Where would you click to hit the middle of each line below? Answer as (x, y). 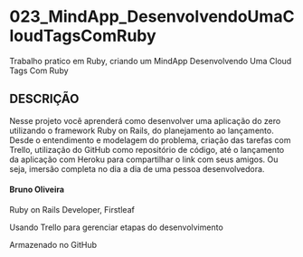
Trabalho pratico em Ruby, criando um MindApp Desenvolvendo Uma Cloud (151, 61)
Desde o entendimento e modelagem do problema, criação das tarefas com (150, 140)
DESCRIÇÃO (44, 99)
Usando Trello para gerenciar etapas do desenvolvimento (116, 227)
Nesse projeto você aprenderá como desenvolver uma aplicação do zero (145, 120)
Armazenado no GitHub (53, 244)
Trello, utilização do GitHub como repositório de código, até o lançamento (147, 149)
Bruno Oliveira (37, 190)
